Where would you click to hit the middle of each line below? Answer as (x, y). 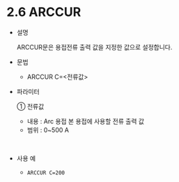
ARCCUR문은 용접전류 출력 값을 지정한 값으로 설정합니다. (94, 47)
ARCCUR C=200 (46, 173)
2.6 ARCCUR (44, 12)
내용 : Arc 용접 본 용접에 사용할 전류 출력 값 (85, 121)
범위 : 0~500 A (48, 130)
